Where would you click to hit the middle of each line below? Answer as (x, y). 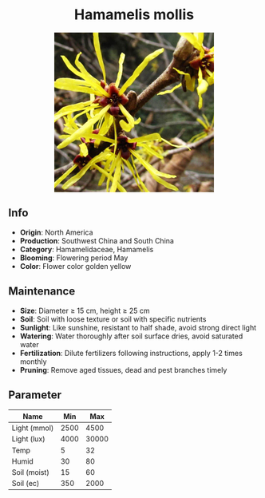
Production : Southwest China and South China (97, 240)
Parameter (35, 395)
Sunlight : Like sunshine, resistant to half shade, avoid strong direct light (138, 327)
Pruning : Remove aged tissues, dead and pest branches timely (123, 370)
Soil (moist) (30, 472)
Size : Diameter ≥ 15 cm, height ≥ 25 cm (85, 310)
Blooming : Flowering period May (74, 258)
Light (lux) (28, 439)
